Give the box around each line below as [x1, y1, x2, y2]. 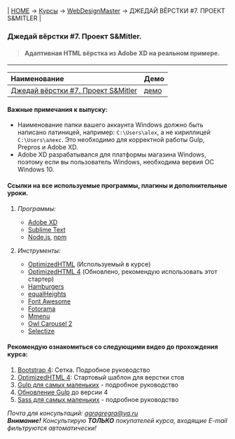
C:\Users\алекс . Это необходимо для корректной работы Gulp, [17, 136, 205, 144]
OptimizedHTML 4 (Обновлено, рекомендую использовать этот [27, 267, 218, 275]
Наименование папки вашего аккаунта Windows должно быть [17, 121, 204, 129]
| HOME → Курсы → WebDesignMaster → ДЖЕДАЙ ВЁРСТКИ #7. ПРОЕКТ [7, 7, 226, 15]
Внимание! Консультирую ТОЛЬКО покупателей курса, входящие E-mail [7, 416, 227, 424]
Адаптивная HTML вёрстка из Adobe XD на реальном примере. [24, 49, 220, 57]
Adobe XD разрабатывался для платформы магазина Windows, [17, 150, 206, 159]
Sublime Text [27, 225, 66, 233]
